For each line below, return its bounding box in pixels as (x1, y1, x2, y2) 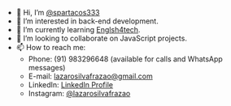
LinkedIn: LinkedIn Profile (28, 80, 114, 89)
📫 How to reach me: (15, 43, 86, 52)
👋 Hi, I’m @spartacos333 (15, 8, 100, 17)
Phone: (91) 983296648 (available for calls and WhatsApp (28, 54, 224, 64)
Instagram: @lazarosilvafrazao (28, 89, 131, 98)
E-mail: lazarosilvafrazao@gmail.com (28, 71, 153, 81)
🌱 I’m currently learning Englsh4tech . (15, 25, 141, 34)
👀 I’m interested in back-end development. (15, 16, 159, 26)
